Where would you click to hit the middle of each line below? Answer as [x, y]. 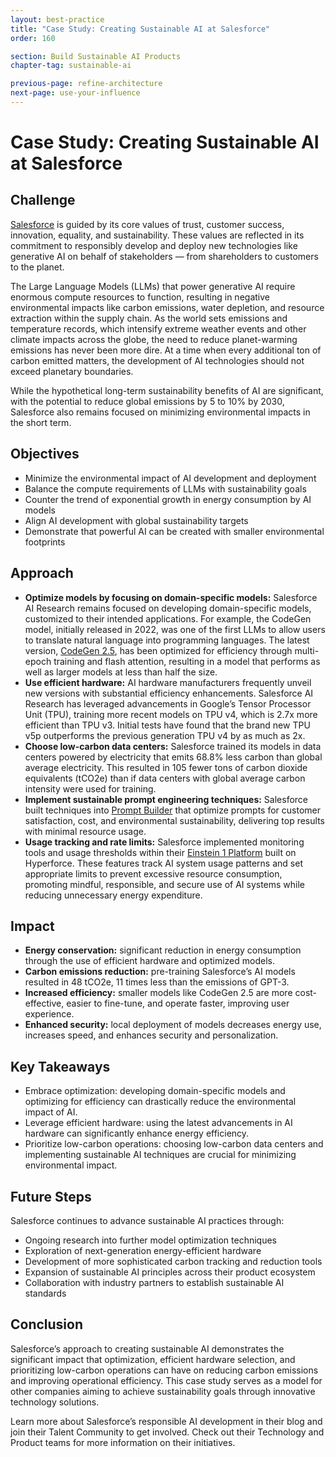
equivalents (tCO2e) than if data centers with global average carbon [165, 778]
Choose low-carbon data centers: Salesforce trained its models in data [173, 746]
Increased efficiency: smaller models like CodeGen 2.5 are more [158, 993]
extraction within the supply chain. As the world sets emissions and [149, 318]
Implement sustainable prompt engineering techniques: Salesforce [166, 799]
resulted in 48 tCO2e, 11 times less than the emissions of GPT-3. [157, 982]
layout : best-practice [57, 19]
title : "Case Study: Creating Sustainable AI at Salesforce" [140, 29]
